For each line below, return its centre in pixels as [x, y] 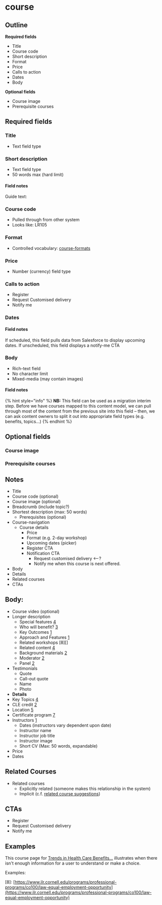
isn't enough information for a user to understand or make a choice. [73, 863]
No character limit [30, 374]
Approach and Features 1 [44, 637]
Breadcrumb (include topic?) [41, 507]
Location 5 [23, 710]
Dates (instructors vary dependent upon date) [65, 725]
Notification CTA [43, 553]
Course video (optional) [36, 611]
